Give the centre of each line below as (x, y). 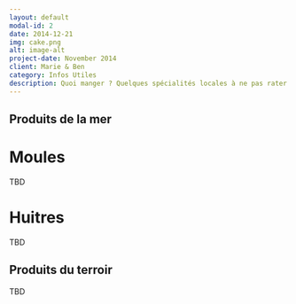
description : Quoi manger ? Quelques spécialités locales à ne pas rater (148, 83)
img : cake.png (35, 42)
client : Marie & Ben (47, 67)
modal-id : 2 (31, 26)
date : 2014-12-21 (41, 34)
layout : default (39, 17)
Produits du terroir (61, 270)
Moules (37, 157)
